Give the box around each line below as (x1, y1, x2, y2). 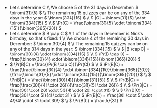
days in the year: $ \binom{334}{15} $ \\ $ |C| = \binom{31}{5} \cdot (9, 15, 146, 20)
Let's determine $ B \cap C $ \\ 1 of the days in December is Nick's (9, 31, 143, 36)
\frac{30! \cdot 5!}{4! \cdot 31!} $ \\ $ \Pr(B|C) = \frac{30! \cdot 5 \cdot (9, 92, 152, 98)
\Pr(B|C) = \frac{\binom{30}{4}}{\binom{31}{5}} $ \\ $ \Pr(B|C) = (9, 77, 140, 83)
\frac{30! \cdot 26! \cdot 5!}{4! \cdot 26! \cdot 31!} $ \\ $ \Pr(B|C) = (9, 88, 145, 93)
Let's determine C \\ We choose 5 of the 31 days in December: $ (9, 5, 139, 10)
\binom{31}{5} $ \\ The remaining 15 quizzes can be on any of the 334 (9, 10, 150, 16)
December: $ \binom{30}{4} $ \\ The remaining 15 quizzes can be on (9, 41, 148, 46)
